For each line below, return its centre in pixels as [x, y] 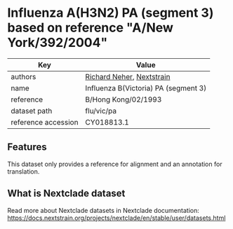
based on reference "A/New [91, 28]
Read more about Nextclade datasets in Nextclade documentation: [104, 210]
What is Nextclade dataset [66, 194]
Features [27, 147]
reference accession [45, 122]
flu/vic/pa [101, 111]
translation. [24, 171]
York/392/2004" [58, 43]
